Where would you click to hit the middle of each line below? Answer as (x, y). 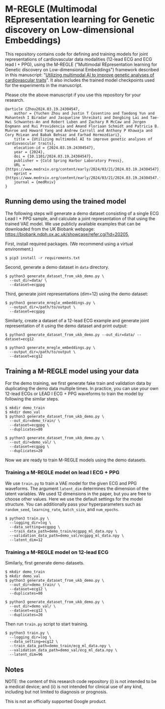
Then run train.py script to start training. (47, 624)
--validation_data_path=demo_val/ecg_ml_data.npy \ (64, 650)
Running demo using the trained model (66, 202)
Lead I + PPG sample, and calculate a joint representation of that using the (80, 218)
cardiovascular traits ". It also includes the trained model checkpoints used (80, 80)
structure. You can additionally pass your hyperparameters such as (73, 504)
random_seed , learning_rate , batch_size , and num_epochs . (62, 509)
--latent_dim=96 (26, 654)
